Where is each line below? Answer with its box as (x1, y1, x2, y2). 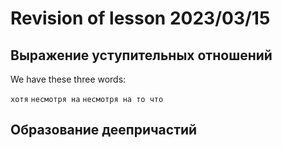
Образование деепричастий (10, 122, 198, 139)
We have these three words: (10, 73, 127, 85)
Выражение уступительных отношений (10, 47, 273, 64)
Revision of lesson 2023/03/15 (10, 7, 271, 30)
